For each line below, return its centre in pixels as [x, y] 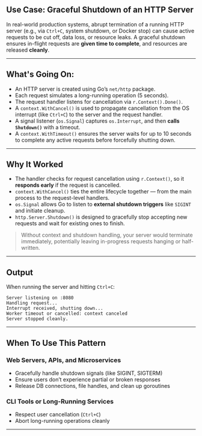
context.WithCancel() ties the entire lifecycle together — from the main [103, 192]
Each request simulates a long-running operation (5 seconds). [92, 95]
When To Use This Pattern [56, 343]
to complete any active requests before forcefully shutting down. [95, 140]
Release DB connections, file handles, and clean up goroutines [92, 386]
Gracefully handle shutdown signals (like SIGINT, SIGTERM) [89, 373]
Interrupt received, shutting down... [55, 309]
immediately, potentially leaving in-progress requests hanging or [101, 241]
